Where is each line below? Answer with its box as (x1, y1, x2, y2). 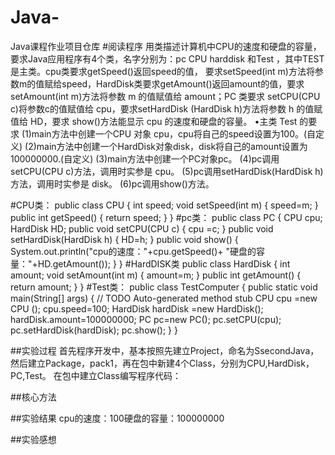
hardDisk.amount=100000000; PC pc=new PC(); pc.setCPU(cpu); (10, 313, 282, 325)
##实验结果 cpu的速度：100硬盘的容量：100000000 (10, 412, 225, 424)
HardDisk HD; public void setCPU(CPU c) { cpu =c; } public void (10, 222, 274, 235)
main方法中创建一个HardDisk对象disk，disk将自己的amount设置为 (36, 140, 308, 152)
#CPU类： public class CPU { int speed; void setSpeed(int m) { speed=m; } (10, 199, 319, 211)
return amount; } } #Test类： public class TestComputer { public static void (10, 281, 318, 293)
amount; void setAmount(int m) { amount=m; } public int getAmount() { (10, 269, 302, 281)
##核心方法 (10, 391, 57, 403)
